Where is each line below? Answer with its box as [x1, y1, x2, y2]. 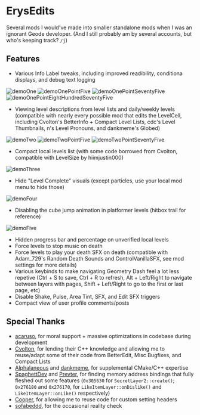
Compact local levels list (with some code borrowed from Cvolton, [14, 147, 178, 154]
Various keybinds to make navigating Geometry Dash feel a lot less [14, 267, 180, 275]
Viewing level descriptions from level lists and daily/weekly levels [14, 106, 175, 113]
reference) [14, 213, 41, 220]
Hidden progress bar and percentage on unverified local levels [14, 236, 169, 243]
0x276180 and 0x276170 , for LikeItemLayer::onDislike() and [14, 383, 162, 390]
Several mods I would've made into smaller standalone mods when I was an [6, 24, 192, 31]
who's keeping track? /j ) [6, 36, 67, 44]
